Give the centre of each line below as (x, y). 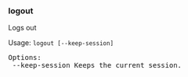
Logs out (22, 28)
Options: (25, 58)
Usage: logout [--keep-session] (61, 43)
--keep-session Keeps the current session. (97, 65)
